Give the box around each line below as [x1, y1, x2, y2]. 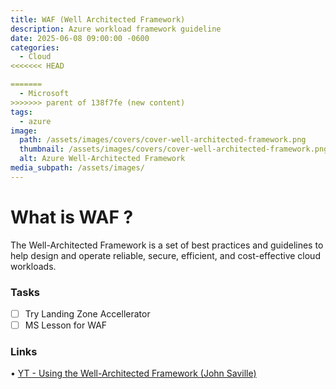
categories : [10, 42, 60, 53]
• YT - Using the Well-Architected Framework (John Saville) [10, 367, 257, 380]
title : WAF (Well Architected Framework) [10, 14, 186, 25]
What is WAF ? [10, 206, 134, 228]
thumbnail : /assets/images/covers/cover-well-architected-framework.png [19, 144, 329, 155]
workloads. [10, 260, 57, 272]
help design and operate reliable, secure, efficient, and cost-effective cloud [10, 249, 321, 261]
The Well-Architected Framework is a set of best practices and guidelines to [10, 239, 324, 251]
